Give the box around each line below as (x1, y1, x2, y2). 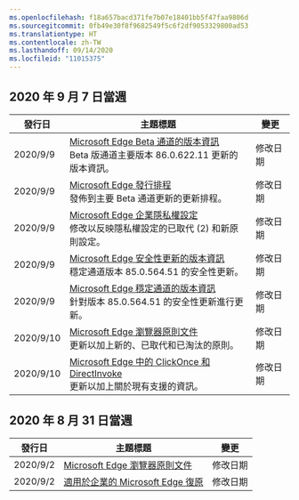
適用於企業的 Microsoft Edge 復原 (63, 475, 204, 488)
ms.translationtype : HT (9, 29, 98, 38)
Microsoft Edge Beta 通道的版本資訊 (69, 135, 220, 148)
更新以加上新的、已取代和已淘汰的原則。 (69, 339, 239, 351)
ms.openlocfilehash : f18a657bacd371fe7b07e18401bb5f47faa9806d (9, 12, 249, 22)
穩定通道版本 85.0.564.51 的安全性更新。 (69, 265, 244, 278)
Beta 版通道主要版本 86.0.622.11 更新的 (69, 149, 238, 161)
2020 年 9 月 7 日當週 (9, 90, 127, 105)
